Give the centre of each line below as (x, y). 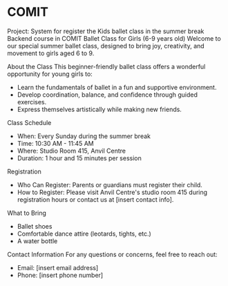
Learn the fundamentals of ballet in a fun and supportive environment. (117, 87)
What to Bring (27, 213)
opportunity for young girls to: (50, 74)
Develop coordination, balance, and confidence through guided (107, 95)
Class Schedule (29, 122)
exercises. (32, 102)
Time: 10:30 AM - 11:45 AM (56, 143)
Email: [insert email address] (58, 267)
